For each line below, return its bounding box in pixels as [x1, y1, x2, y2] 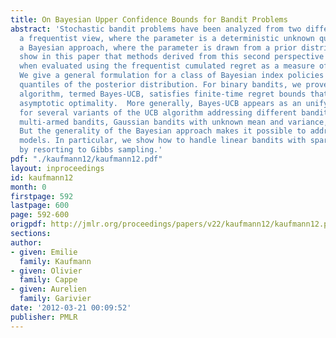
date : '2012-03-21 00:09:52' [10, 303, 132, 313]
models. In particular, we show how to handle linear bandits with [19, 136, 307, 146]
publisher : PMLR [10, 312, 78, 322]
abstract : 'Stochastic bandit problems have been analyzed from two [10, 24, 302, 34]
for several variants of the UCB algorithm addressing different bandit [19, 107, 329, 118]
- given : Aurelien [10, 284, 87, 295]
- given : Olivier [10, 266, 83, 276]
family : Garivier [19, 294, 92, 304]
